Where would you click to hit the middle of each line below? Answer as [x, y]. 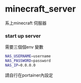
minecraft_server [40, 9]
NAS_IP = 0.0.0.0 [20, 65]
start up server [23, 36]
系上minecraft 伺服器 [26, 23]
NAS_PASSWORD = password [28, 61]
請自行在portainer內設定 [29, 75]
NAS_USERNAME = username [28, 56]
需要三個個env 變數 [24, 47]
